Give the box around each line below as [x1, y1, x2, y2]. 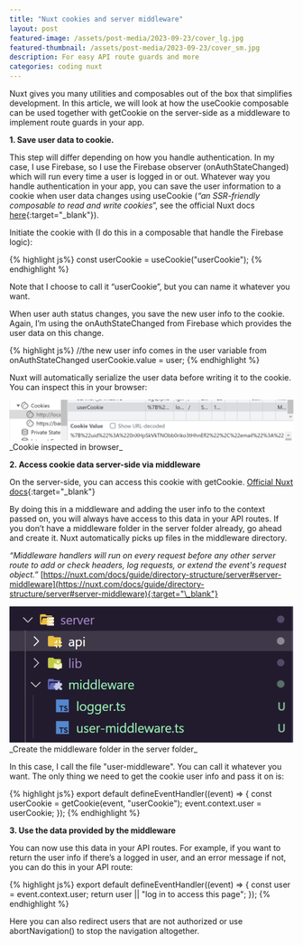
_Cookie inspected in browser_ [9, 441, 124, 452]
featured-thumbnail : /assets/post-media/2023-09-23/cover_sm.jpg [9, 43, 260, 52]
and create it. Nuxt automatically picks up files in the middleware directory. [9, 532, 288, 543]
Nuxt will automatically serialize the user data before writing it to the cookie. [9, 372, 291, 383]
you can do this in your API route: [9, 862, 133, 873]
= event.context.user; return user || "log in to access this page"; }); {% [9, 889, 271, 900]
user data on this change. [9, 328, 105, 338]
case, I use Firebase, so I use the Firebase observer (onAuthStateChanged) [9, 162, 289, 172]
